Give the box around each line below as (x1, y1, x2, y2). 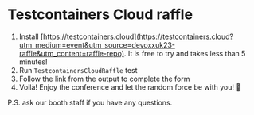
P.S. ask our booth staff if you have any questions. (7, 98, 173, 107)
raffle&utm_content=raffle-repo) (18, 48, 125, 58)
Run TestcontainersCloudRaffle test (18, 65, 138, 75)
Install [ (18, 32, 44, 41)
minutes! (18, 57, 49, 67)
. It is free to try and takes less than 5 (123, 48, 246, 58)
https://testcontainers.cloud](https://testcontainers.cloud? (42, 32, 234, 41)
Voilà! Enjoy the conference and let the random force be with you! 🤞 (18, 82, 241, 92)
